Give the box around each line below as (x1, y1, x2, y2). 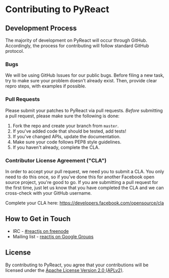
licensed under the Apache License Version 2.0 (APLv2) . (5, 267, 124, 273)
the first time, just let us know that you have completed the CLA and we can (5, 184, 164, 191)
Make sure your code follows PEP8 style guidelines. (12, 139, 122, 145)
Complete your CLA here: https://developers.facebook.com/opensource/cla (5, 200, 164, 206)
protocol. (5, 48, 24, 54)
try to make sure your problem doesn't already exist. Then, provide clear (5, 78, 157, 84)
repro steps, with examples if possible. (5, 83, 87, 89)
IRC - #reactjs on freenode (12, 228, 69, 234)
